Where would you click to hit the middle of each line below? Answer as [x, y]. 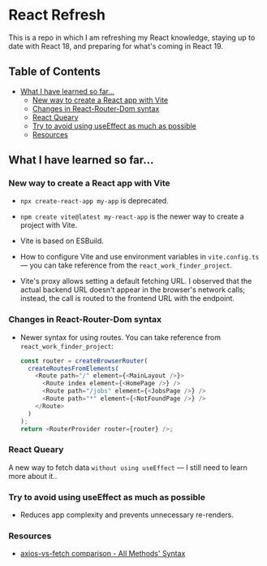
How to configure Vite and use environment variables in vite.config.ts [140, 257]
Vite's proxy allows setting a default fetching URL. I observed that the [136, 281]
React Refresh [57, 15]
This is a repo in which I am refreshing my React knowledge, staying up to [132, 37]
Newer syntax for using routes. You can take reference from [121, 337]
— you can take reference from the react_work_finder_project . [126, 265]
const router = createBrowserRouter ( [84, 361]
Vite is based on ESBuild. [62, 241]
